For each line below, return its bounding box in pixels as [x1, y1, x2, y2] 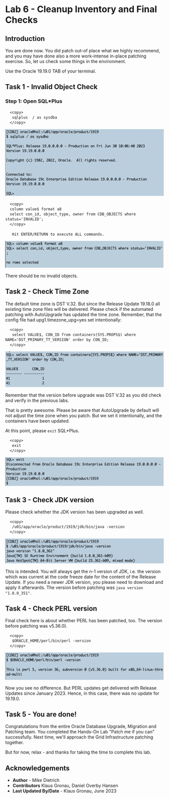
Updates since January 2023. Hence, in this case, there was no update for [5, 690, 159, 696]
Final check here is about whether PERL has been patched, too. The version [5, 618, 162, 624]
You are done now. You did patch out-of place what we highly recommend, [5, 48, 160, 53]
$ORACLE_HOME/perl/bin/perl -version [12, 638, 92, 643]
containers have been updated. [5, 418, 70, 424]
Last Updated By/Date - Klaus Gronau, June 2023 [12, 788, 117, 794]
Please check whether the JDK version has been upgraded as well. [5, 509, 144, 515]
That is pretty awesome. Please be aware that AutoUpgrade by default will [5, 407, 159, 413]
